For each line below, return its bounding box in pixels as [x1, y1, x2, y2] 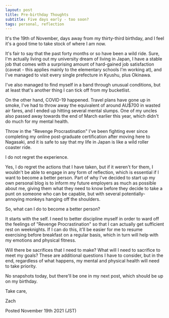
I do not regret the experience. [5, 154, 69, 160]
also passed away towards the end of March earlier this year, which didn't [5, 113, 159, 119]
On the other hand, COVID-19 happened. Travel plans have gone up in [5, 97, 150, 103]
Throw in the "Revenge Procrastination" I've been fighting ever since [5, 128, 148, 134]
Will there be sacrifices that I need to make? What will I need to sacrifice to [5, 247, 160, 253]
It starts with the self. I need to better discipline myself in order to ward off [5, 216, 159, 222]
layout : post [5, 7, 33, 13]
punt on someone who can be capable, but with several [5, 191, 121, 197]
